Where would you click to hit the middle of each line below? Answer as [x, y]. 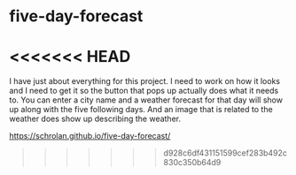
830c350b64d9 [192, 163]
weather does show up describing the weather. [95, 119]
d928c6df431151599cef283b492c [226, 153]
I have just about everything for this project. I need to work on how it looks [145, 81]
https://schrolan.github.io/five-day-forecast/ [90, 136]
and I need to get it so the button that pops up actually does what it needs [144, 91]
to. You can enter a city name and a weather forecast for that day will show [146, 100]
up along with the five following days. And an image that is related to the [141, 110]
